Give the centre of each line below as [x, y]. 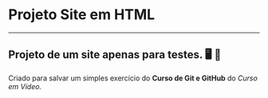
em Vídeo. [25, 86]
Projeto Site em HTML [82, 15]
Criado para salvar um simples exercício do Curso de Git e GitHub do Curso [133, 78]
